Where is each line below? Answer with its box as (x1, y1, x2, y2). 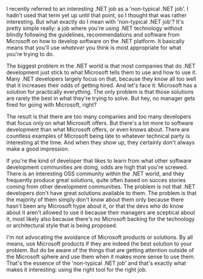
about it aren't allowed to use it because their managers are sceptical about (6, 209, 196, 216)
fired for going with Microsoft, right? (6, 101, 97, 108)
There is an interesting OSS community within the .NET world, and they (6, 170, 184, 177)
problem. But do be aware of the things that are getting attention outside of (6, 247, 194, 253)
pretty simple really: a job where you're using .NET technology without (6, 24, 183, 32)
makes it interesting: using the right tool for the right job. (6, 266, 148, 273)
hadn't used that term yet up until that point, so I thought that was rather (6, 12, 187, 19)
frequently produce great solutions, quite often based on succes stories (6, 177, 186, 183)
